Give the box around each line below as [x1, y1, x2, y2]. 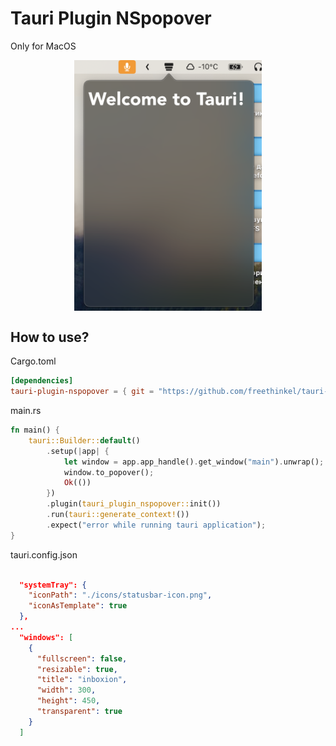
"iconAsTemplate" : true [28, 601, 128, 611]
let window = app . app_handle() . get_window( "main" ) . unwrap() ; [63, 457, 325, 467]
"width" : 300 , [36, 685, 97, 696]
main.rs [10, 405, 42, 416]
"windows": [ [19, 632, 74, 642]
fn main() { [10, 425, 60, 435]
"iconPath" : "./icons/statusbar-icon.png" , [28, 590, 213, 601]
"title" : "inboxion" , [36, 675, 128, 685]
